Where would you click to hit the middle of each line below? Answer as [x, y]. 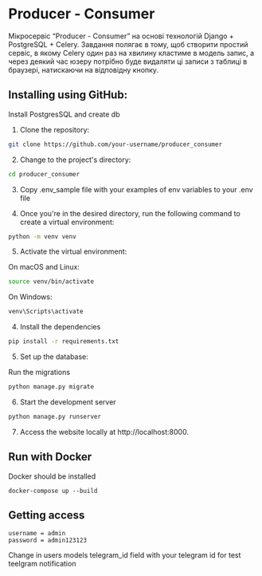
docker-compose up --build [53, 491]
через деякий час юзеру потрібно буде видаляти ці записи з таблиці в [128, 61]
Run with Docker [50, 457]
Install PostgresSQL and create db [64, 114]
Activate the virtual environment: [73, 251]
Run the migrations [39, 372]
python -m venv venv [43, 236]
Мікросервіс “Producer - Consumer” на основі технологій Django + [121, 36]
